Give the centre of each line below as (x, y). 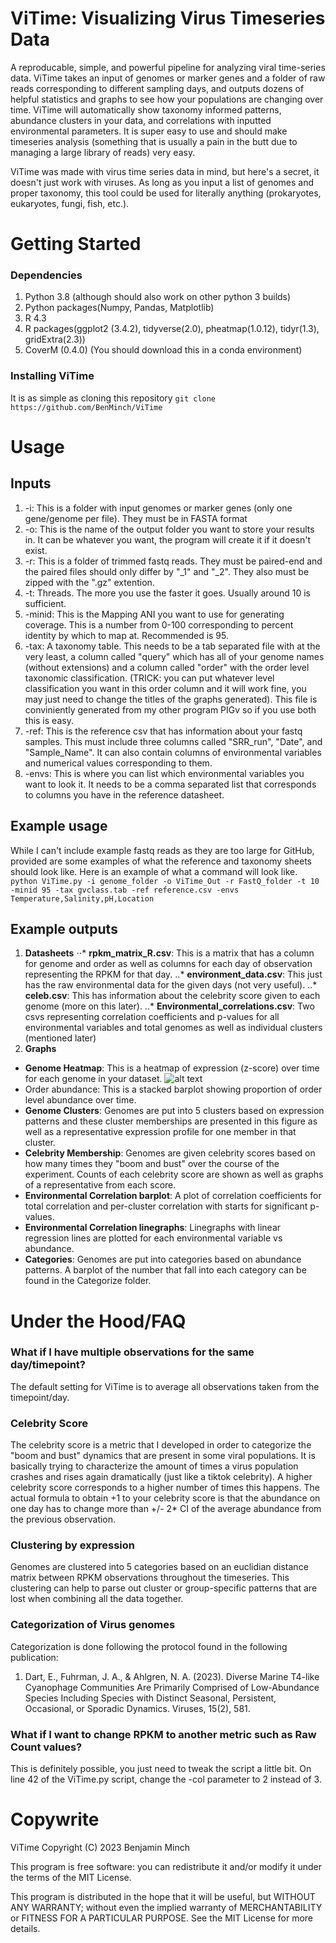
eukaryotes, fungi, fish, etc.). (70, 203)
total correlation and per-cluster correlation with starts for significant (166, 1206)
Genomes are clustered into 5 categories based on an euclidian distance (159, 1567)
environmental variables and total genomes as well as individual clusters (173, 1028)
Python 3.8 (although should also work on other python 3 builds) (158, 297)
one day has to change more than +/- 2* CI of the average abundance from (166, 1509)
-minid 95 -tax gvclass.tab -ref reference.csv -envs (125, 890)
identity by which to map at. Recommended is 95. (127, 635)
